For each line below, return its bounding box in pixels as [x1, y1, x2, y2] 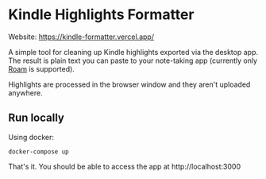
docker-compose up [8, 147, 69, 156]
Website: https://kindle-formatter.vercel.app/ [8, 32, 155, 41]
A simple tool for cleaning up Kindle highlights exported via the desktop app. [8, 47, 259, 56]
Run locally [8, 111, 65, 125]
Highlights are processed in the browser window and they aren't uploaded [8, 80, 251, 89]
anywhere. [8, 88, 43, 97]
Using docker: [8, 132, 54, 142]
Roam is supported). [8, 64, 75, 73]
